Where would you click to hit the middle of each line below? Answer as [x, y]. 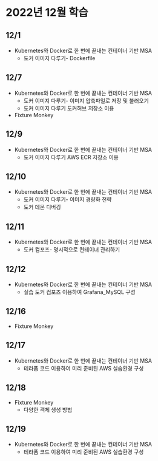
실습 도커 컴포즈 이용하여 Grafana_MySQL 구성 [79, 292]
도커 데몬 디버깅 [42, 207]
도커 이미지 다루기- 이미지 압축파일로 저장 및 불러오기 [86, 100]
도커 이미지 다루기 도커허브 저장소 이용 [69, 108]
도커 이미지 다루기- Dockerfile [59, 58]
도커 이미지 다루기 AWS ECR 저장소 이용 [71, 157]
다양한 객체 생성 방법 [48, 409]
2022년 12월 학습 [47, 12]
